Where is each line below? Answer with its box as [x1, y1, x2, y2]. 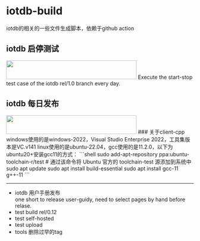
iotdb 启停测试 [6, 44, 60, 54]
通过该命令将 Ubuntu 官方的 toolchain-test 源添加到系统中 [50, 158, 192, 165]
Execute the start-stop [137, 73, 193, 81]
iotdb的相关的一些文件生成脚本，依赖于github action [6, 24, 135, 32]
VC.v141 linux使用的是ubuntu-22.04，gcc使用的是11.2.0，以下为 [16, 143, 173, 150]
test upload [14, 221, 43, 228]
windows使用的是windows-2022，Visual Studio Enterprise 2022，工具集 [6, 135, 185, 143]
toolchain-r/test [6, 158, 45, 165]
